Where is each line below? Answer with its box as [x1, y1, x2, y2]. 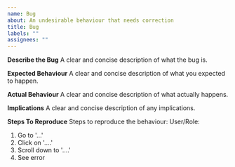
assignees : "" [7, 36, 49, 44]
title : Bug [7, 23, 39, 30]
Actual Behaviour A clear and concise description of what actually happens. [7, 91, 229, 99]
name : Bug [7, 10, 36, 18]
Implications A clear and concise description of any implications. [7, 104, 196, 112]
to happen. [7, 76, 39, 85]
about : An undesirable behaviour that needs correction [7, 17, 174, 24]
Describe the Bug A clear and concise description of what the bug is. [7, 55, 208, 64]
